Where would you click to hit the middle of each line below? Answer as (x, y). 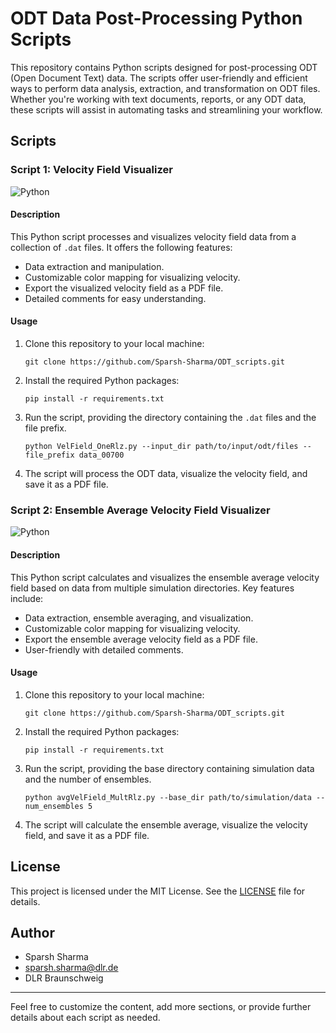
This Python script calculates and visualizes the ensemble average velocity (165, 577)
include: (27, 598)
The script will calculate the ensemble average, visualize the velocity (166, 824)
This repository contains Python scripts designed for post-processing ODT (164, 67)
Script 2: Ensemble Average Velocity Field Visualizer (140, 510)
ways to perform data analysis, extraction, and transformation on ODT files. (165, 88)
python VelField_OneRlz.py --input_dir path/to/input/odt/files (161, 447)
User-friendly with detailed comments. (104, 649)
